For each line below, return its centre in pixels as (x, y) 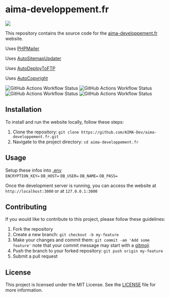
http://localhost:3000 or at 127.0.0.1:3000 (52, 191)
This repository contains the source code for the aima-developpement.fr (81, 33)
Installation (23, 110)
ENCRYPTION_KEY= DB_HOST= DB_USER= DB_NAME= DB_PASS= (62, 176)
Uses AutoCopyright (27, 78)
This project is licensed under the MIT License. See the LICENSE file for (81, 285)
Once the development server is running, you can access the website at (81, 186)
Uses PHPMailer (22, 48)
